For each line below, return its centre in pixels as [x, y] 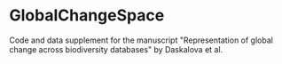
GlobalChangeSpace [87, 16]
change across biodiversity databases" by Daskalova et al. [116, 49]
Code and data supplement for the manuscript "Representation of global [141, 40]
